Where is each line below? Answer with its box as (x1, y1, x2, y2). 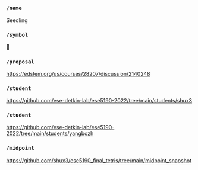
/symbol (6, 31, 29, 39)
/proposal (6, 58, 34, 65)
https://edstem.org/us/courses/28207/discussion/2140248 (6, 70, 150, 77)
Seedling (6, 17, 28, 24)
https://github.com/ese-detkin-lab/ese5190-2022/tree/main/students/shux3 (6, 97, 192, 104)
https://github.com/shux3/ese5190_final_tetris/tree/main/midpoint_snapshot (6, 156, 192, 164)
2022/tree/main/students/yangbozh (6, 130, 94, 137)
